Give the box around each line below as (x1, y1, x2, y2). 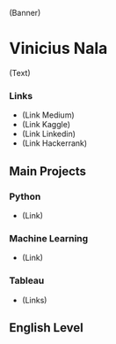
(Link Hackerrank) (21, 138, 88, 149)
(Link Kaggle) (21, 119, 71, 130)
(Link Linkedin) (21, 128, 76, 140)
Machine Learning (9, 232, 89, 244)
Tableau (9, 274, 45, 287)
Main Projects (9, 164, 86, 179)
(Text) (9, 67, 31, 78)
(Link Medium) (21, 110, 75, 120)
